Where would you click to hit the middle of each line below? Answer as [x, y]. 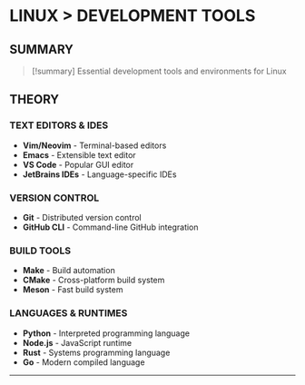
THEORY [34, 99]
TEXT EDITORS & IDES [59, 125]
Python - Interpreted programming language [106, 333]
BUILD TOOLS [40, 251]
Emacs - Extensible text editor [79, 154]
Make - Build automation [69, 271]
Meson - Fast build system [73, 290]
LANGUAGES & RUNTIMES [69, 313]
